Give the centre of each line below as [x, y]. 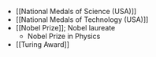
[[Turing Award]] [42, 45]
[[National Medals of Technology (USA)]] [82, 20]
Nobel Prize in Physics [64, 36]
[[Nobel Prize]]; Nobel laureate [65, 28]
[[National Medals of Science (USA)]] [76, 11]
